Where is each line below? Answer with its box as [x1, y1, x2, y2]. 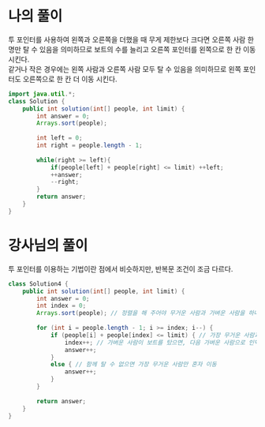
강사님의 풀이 [8, 237, 88, 254]
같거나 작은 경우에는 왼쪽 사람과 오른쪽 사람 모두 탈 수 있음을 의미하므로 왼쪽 [8, 64, 242, 73]
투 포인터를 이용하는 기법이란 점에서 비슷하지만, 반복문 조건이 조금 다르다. [8, 264, 233, 273]
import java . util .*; [8, 90, 77, 98]
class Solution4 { [8, 279, 69, 288]
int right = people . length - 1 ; [36, 141, 144, 150]
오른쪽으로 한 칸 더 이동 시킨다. [22, 74, 118, 84]
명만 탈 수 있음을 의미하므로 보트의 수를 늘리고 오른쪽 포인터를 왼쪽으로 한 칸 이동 [8, 44, 256, 54]
